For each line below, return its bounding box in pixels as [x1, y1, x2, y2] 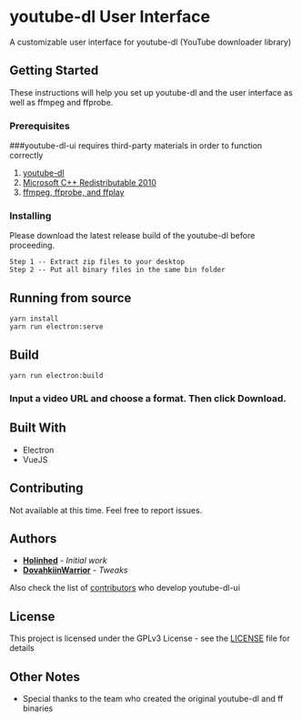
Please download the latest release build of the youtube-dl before [9, 230, 256, 241]
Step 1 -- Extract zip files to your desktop [9, 258, 185, 267]
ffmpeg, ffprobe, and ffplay [22, 187, 125, 198]
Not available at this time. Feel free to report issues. [9, 504, 203, 515]
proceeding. [9, 239, 55, 251]
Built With [9, 421, 66, 436]
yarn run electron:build [9, 371, 104, 380]
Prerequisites [9, 119, 70, 132]
